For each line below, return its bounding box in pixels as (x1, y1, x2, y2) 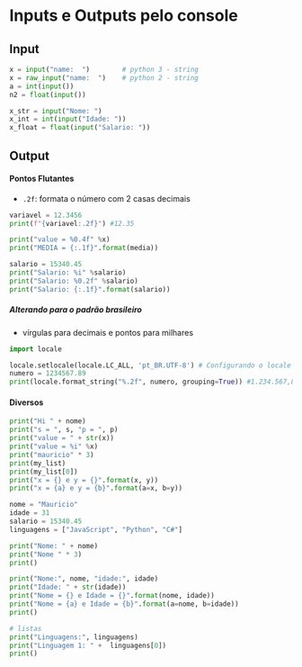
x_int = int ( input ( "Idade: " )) (9, 114, 127, 124)
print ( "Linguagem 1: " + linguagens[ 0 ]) (9, 641, 167, 650)
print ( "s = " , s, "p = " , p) (9, 425, 119, 435)
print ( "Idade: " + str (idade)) (9, 582, 127, 592)
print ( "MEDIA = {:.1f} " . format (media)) (9, 244, 159, 253)
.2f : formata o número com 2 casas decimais (22, 193, 191, 203)
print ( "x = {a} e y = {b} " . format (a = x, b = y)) (9, 483, 182, 493)
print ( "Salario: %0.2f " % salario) (9, 276, 139, 285)
